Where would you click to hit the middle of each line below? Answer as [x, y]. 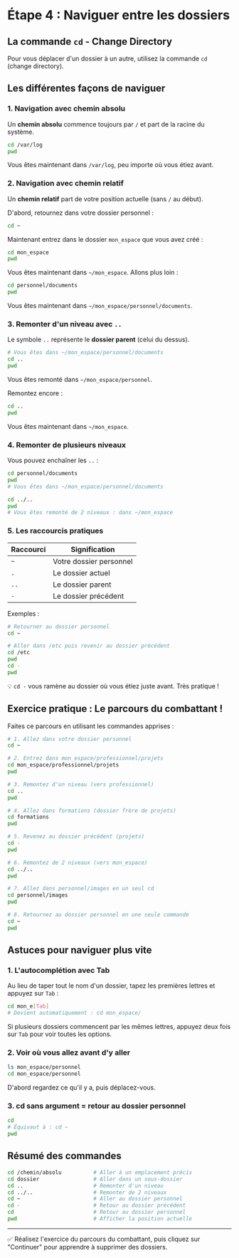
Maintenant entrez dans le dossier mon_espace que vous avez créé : [105, 239]
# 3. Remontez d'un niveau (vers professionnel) [81, 784]
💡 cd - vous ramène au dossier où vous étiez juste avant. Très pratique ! [113, 686]
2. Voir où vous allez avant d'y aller [69, 1052]
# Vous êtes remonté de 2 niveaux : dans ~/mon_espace [90, 513]
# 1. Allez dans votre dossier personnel [70, 739]
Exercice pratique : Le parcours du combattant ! [115, 709]
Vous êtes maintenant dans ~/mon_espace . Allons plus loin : [93, 272]
